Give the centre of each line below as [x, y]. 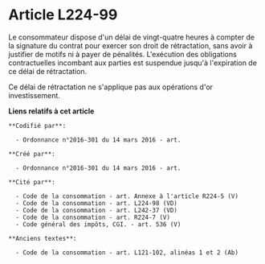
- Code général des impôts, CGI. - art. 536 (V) [98, 224]
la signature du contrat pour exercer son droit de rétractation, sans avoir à [130, 45]
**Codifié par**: [37, 126]
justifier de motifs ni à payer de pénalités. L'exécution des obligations [122, 54]
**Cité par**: [32, 182]
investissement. [34, 95]
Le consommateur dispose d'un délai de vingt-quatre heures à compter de [132, 37]
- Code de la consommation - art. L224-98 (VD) [97, 203]
